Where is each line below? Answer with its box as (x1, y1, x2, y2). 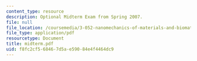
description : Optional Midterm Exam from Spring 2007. (6, 14, 143, 20)
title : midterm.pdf (6, 41, 54, 47)
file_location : (6, 24, 43, 31)
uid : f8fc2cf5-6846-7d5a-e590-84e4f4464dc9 (6, 46, 114, 52)
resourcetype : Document (6, 35, 64, 41)
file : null (6, 19, 33, 25)
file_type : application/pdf (6, 30, 75, 36)
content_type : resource (6, 8, 64, 15)
